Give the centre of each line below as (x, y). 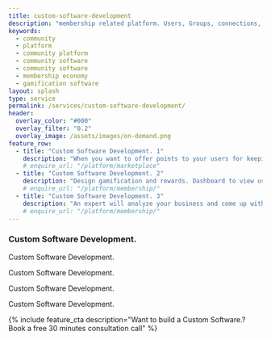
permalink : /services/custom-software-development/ (97, 106)
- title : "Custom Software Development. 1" (90, 151)
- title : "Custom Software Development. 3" (90, 196)
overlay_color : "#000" (54, 121)
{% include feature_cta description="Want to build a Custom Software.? (127, 319)
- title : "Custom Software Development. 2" (90, 174)
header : (21, 114)
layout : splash (34, 91)
